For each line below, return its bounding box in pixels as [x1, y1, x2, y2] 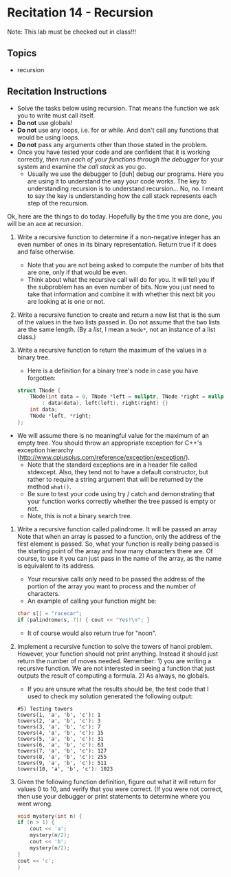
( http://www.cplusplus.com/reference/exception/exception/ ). [16, 453, 190, 461]
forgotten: [27, 373, 56, 382]
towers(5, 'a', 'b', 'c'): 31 [16, 735, 104, 742]
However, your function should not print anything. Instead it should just [16, 650, 219, 658]
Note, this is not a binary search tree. [27, 511, 133, 520]
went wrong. [16, 799, 53, 808]
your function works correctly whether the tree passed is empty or [27, 497, 217, 505]
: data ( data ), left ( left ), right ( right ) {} [42, 400, 168, 407]
